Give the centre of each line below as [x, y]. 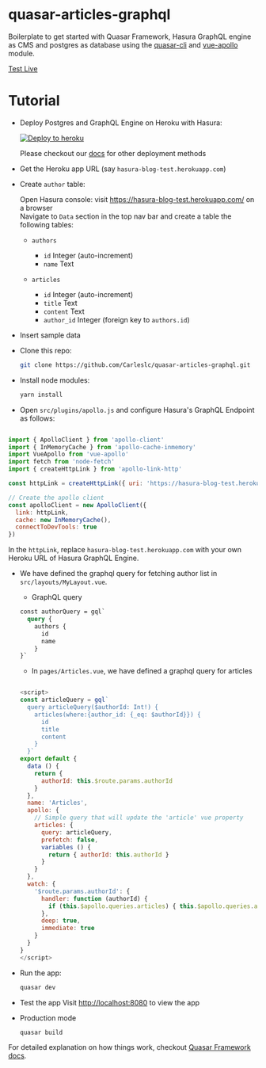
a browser [36, 208]
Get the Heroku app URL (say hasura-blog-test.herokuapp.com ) [123, 169]
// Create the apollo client [56, 498]
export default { [48, 759]
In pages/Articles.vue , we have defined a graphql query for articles [142, 671]
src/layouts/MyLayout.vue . [63, 582]
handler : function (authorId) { [94, 898]
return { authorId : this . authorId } [109, 854]
